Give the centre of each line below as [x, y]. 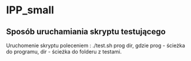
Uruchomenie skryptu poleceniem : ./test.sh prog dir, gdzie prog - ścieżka [95, 45]
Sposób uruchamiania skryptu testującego [86, 32]
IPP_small [30, 10]
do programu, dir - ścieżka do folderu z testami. [64, 52]
